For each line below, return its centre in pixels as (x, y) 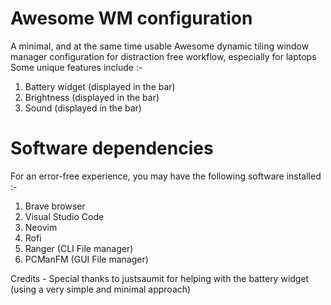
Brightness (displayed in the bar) (92, 97)
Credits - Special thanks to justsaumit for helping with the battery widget (160, 278)
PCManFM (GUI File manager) (86, 259)
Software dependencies (112, 148)
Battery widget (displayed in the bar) (100, 86)
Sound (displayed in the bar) (83, 108)
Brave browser (55, 206)
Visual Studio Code (64, 216)
